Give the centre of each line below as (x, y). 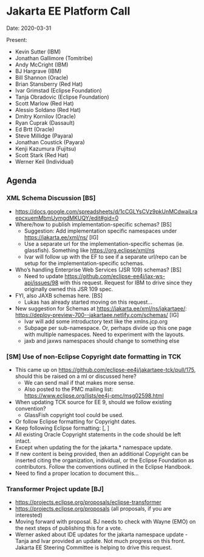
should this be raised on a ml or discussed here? (76, 376)
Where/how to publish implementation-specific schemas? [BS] (93, 224)
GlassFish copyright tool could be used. (74, 415)
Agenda (22, 181)
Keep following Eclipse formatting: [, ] (62, 428)
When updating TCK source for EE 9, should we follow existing (93, 402)
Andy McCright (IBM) (42, 65)
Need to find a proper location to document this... (77, 473)
